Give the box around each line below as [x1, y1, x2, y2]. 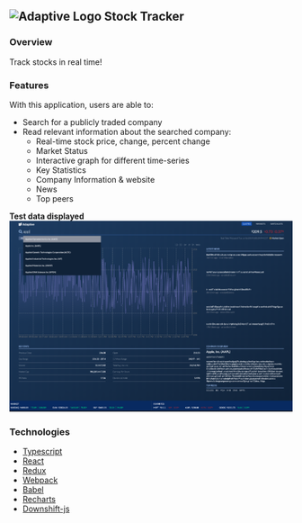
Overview [9, 36, 53, 49]
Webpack [22, 474, 58, 486]
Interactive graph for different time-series [35, 155, 191, 166]
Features [9, 78, 49, 91]
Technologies [9, 425, 70, 437]
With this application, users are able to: [9, 99, 155, 110]
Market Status [35, 145, 88, 156]
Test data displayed [9, 211, 84, 221]
